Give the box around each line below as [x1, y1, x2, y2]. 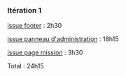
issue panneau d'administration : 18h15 [7, 35, 119, 43]
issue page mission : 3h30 [7, 48, 83, 57]
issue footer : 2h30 [7, 22, 62, 30]
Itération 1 [7, 6, 42, 15]
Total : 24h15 [7, 62, 44, 70]
